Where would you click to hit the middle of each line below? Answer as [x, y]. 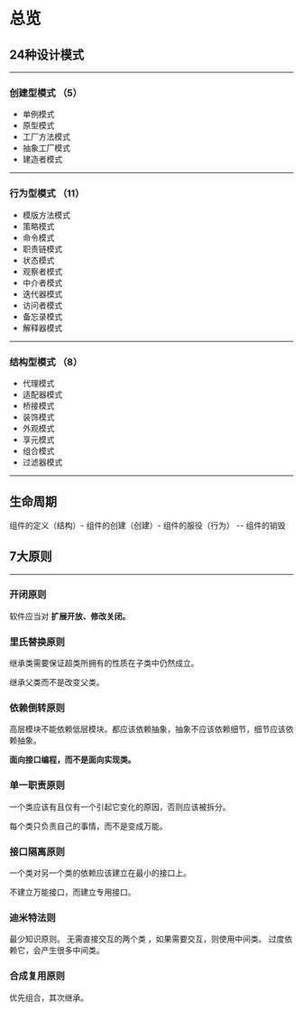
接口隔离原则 [37, 851]
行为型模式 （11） [47, 193]
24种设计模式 [47, 55]
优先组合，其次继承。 [49, 997]
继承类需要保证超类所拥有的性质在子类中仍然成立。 [104, 663]
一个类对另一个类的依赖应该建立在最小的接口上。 [100, 873]
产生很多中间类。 [72, 951]
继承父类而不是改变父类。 [57, 682]
